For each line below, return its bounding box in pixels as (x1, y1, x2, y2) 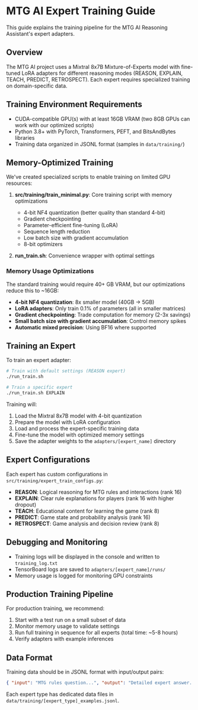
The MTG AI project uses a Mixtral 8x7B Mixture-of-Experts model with (6, 63, 180, 70)
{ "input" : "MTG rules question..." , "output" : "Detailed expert (6, 680, 171, 686)
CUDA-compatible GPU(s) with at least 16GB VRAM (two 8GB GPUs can (14, 115, 190, 122)
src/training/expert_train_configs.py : (6, 477, 104, 484)
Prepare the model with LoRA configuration (14, 418, 120, 426)
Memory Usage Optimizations (6, 267, 94, 275)
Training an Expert (6, 341, 76, 351)
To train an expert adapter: (6, 357, 71, 364)
